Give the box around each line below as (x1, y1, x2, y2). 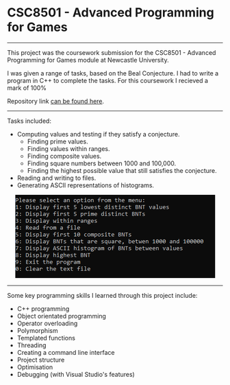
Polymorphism (16, 326, 58, 334)
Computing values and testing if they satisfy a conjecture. (16, 130, 180, 138)
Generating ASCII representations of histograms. (16, 180, 155, 189)
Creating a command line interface (16, 348, 115, 356)
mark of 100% (7, 84, 47, 92)
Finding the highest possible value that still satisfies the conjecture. (27, 166, 217, 174)
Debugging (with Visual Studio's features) (16, 370, 135, 378)
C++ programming (16, 304, 70, 313)
